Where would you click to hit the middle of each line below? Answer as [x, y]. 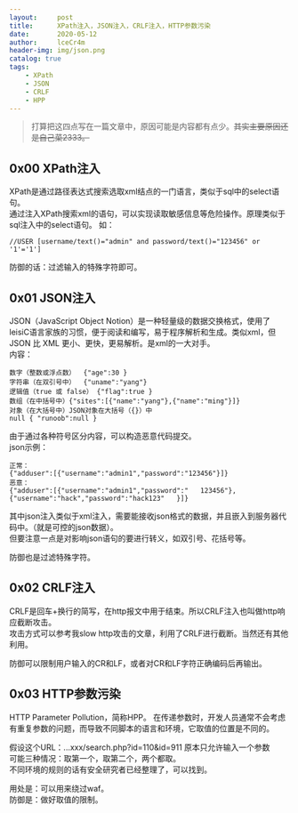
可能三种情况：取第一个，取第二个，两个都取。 [95, 758]
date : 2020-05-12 [53, 34]
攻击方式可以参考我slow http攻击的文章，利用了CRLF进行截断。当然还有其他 [149, 633]
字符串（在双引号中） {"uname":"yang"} [78, 382]
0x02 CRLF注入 [52, 588]
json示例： [29, 447]
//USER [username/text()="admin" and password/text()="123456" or [135, 242]
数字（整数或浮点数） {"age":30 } [68, 373]
